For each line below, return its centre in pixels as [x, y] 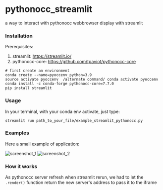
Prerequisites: [19, 47]
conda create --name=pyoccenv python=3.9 [49, 75]
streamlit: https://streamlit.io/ [42, 56]
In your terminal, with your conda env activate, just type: [63, 111]
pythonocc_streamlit [49, 9]
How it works [21, 166]
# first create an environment [37, 71]
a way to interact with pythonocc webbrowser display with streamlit [74, 23]
